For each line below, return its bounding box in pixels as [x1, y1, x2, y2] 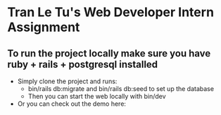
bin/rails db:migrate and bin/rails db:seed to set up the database [27, 85, 215, 92]
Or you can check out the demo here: [17, 99, 127, 108]
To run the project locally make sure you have [7, 47, 211, 59]
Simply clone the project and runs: [17, 77, 118, 85]
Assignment [7, 19, 80, 35]
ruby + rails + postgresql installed [7, 58, 158, 71]
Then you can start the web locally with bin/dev [27, 92, 167, 100]
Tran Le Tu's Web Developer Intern [7, 4, 215, 20]
